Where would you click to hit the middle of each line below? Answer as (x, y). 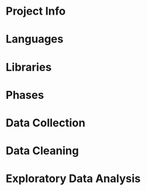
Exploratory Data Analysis (73, 179)
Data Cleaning (42, 151)
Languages (34, 39)
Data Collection (46, 123)
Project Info (36, 11)
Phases (25, 95)
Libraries (29, 67)
